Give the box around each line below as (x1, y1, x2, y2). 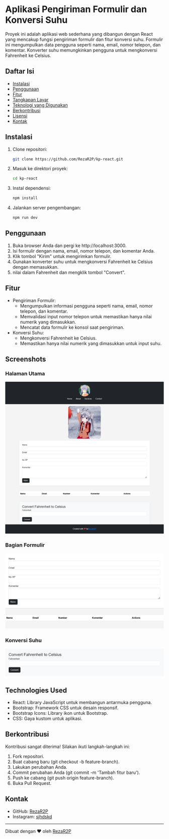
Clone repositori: (12, 146, 47, 152)
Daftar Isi (5, 67, 34, 76)
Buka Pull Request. (12, 780, 52, 786)
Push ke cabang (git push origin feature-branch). (12, 774, 114, 781)
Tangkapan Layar (12, 96, 49, 103)
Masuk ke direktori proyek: (12, 166, 68, 172)
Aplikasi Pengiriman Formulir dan (5, 4, 147, 15)
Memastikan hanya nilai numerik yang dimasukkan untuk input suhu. (20, 340, 162, 347)
